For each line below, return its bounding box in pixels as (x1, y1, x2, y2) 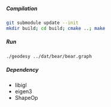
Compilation (6, 5, 38, 12)
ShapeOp (14, 94, 38, 101)
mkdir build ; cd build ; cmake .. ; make (6, 25, 106, 31)
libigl (14, 81, 27, 88)
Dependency (6, 66, 39, 74)
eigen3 (14, 87, 33, 95)
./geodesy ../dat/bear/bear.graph (6, 53, 92, 59)
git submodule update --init (6, 20, 79, 26)
